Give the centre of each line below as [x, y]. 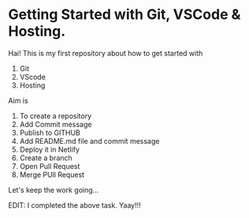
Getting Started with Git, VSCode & [124, 15]
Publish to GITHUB [50, 133]
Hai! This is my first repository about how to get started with [106, 53]
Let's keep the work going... [54, 190]
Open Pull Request [50, 166]
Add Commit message [56, 124]
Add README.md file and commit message [89, 141]
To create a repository [56, 115]
